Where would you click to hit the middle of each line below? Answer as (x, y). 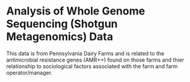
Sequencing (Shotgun (62, 24)
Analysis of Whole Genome (76, 11)
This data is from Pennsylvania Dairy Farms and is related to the (85, 53)
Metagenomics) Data (60, 37)
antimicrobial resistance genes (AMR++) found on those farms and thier (95, 60)
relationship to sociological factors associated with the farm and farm (92, 66)
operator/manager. (29, 72)
